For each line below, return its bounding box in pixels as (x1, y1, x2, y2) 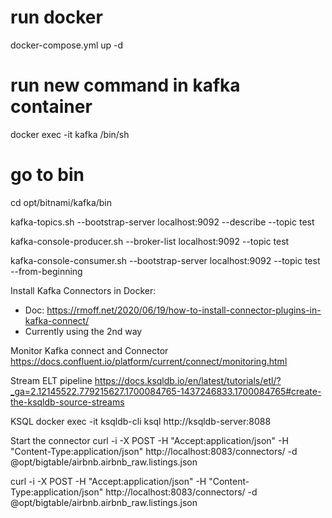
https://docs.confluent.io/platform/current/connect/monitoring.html (10, 355, 288, 367)
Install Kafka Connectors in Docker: (10, 284, 157, 296)
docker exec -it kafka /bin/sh (10, 128, 130, 140)
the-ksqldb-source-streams (10, 396, 125, 408)
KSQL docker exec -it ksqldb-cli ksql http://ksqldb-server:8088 (10, 415, 272, 427)
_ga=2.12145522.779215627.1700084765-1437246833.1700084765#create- (10, 385, 322, 397)
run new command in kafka (10, 74, 241, 97)
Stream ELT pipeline (10, 374, 93, 386)
